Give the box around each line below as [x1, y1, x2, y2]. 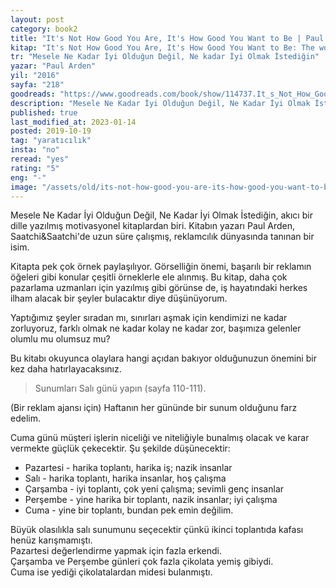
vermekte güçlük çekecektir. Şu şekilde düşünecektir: [10, 442, 231, 455]
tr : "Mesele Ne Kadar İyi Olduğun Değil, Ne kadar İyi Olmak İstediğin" [10, 52, 320, 62]
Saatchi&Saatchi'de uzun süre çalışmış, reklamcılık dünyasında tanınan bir [10, 231, 315, 243]
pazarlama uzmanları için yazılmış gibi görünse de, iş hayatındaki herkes [10, 282, 308, 294]
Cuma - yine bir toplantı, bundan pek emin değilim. [24, 504, 234, 516]
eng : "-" [10, 172, 47, 183]
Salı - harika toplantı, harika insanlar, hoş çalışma [24, 472, 227, 485]
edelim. [10, 412, 41, 425]
